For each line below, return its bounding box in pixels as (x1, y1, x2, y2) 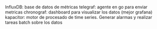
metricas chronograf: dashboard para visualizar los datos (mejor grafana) (5, 9, 153, 15)
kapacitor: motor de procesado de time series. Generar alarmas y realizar (5, 14, 153, 20)
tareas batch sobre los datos (5, 19, 62, 25)
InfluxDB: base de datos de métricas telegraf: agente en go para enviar (5, 4, 148, 10)
